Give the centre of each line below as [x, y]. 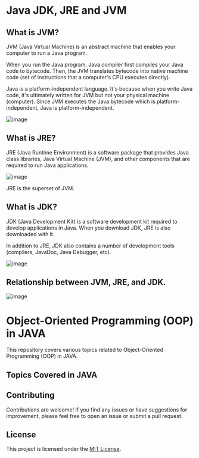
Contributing [30, 395]
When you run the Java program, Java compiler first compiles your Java [95, 64]
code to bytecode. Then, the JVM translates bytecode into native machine [97, 71]
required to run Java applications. [47, 165]
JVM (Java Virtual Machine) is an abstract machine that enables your [91, 47]
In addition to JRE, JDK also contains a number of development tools [90, 246]
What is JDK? [32, 207]
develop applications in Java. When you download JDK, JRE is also [88, 228]
